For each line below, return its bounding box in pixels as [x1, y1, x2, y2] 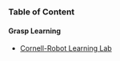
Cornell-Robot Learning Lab [19, 44, 112, 53]
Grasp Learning [8, 26, 62, 36]
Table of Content [8, 6, 75, 17]
